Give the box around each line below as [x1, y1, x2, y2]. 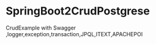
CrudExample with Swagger [6, 24, 76, 31]
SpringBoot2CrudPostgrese [6, 4, 150, 18]
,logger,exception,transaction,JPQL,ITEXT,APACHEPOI [6, 30, 143, 37]
